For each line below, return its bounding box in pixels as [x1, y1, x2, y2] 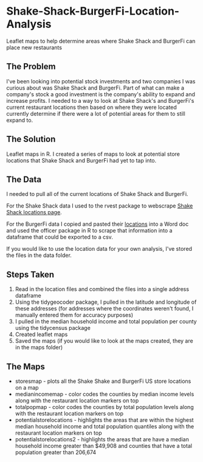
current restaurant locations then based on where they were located [6, 103, 177, 111]
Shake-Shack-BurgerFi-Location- [6, 4, 180, 18]
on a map [15, 384, 39, 391]
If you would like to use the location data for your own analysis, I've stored [6, 245, 193, 253]
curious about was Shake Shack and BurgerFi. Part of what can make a [6, 84, 184, 91]
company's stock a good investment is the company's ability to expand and [6, 90, 196, 98]
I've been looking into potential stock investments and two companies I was [6, 77, 196, 85]
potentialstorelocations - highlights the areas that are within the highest [15, 416, 194, 424]
